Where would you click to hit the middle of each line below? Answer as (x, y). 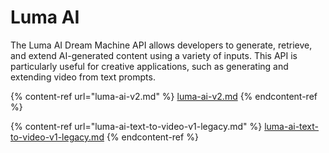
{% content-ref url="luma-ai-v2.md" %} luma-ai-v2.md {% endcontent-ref (164, 96)
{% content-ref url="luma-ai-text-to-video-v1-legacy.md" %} (136, 126)
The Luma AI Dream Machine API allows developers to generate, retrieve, (161, 45)
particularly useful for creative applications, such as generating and (149, 66)
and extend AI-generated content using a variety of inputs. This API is (154, 55)
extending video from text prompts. (83, 77)
